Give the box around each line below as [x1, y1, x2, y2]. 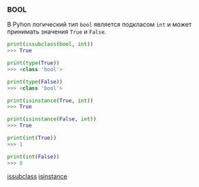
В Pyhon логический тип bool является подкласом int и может [7, 21, 192, 29]
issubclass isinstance [7, 172, 67, 180]
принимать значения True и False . [7, 27, 106, 36]
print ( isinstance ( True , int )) [7, 97, 94, 104]
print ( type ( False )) [7, 78, 63, 85]
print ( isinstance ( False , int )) [7, 116, 97, 123]
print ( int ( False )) [7, 153, 60, 160]
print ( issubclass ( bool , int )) [7, 41, 94, 48]
